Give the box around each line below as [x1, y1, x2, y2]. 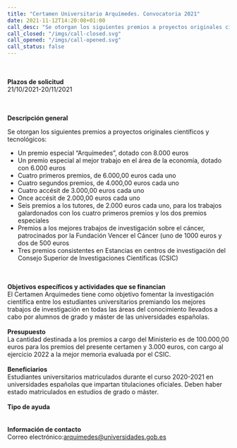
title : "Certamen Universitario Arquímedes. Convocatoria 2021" [7, 10, 200, 18]
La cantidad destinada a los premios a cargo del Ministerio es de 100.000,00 [7, 335, 229, 343]
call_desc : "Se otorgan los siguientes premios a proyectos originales [7, 23, 222, 30]
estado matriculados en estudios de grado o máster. [7, 388, 159, 396]
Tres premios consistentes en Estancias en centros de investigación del [17, 247, 226, 254]
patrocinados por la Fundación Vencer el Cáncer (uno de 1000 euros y [17, 231, 222, 240]
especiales [17, 216, 49, 225]
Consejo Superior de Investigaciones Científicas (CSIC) [17, 254, 178, 262]
